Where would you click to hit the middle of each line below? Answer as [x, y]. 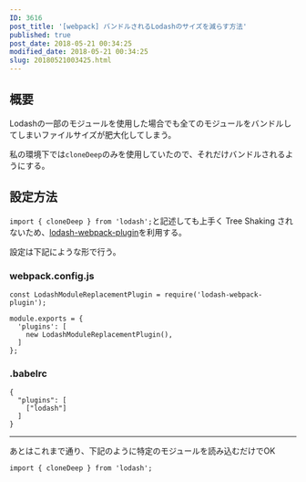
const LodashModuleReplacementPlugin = [85, 294]
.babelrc [28, 373]
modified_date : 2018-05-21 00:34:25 [79, 52]
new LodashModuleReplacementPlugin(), [99, 334]
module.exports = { [46, 319]
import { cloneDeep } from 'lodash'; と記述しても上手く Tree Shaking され [151, 221]
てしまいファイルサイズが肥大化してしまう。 [93, 134]
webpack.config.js [52, 276]
